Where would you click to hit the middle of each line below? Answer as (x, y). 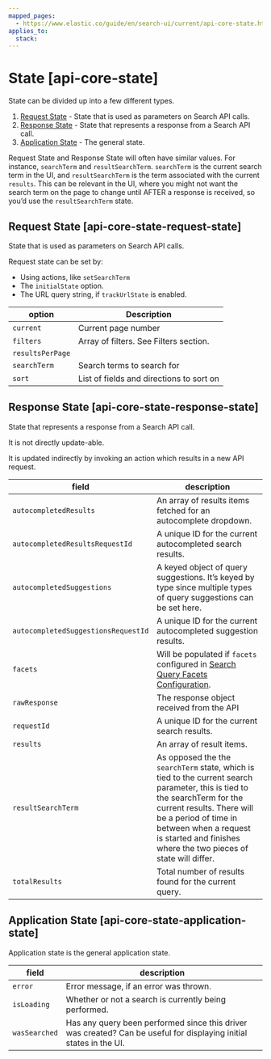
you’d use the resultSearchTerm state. (71, 201)
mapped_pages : (32, 16)
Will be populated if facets (207, 654)
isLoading (31, 1004)
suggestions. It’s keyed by (206, 577)
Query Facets (182, 674)
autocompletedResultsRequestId (73, 544)
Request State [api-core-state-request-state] (125, 226)
